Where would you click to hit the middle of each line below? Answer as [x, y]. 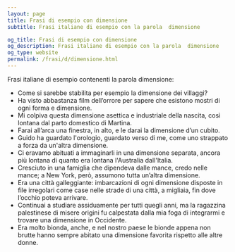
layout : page [26, 14]
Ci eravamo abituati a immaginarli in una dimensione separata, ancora [119, 153]
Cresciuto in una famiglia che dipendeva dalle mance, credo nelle [113, 168]
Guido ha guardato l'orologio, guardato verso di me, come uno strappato [122, 137]
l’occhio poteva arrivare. [53, 197]
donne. [28, 242]
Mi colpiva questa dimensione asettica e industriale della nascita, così [119, 115]
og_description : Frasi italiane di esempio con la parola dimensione [113, 46]
